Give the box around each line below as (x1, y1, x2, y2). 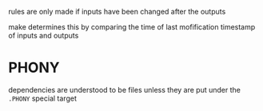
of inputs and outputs (8, 31, 79, 40)
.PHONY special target (8, 93, 78, 103)
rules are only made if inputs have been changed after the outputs (8, 7, 226, 16)
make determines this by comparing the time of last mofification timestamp (8, 22, 256, 31)
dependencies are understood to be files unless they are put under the (8, 85, 241, 94)
